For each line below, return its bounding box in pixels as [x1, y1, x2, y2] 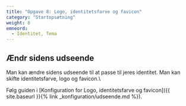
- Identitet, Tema [11, 31, 58, 37]
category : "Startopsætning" [6, 14, 76, 20]
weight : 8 [6, 20, 31, 26]
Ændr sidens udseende [6, 53, 94, 63]
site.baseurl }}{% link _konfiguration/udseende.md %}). [6, 93, 143, 100]
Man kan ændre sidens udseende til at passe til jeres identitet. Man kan [6, 68, 181, 76]
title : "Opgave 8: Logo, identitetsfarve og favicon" [6, 8, 143, 15]
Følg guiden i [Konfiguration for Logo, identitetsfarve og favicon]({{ [6, 86, 171, 93]
